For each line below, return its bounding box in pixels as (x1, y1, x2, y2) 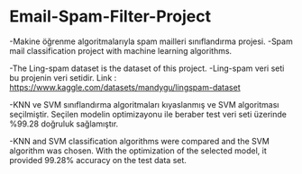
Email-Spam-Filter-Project (9, 6, 212, 27)
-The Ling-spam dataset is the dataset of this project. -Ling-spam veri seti (9, 63, 285, 74)
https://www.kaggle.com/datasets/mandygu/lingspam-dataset (9, 82, 241, 92)
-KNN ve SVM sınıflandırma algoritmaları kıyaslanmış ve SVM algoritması (9, 99, 279, 109)
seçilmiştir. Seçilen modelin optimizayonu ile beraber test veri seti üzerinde (9, 109, 287, 119)
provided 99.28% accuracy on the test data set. (9, 154, 188, 165)
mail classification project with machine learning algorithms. (9, 45, 233, 56)
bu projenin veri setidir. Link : (9, 72, 117, 83)
